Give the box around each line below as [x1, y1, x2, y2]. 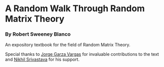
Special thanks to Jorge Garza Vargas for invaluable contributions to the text [5, 51, 159, 57]
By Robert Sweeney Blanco [5, 31, 71, 38]
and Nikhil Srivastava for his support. [5, 57, 80, 63]
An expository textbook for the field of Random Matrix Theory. [5, 42, 131, 48]
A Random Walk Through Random [5, 3, 145, 14]
